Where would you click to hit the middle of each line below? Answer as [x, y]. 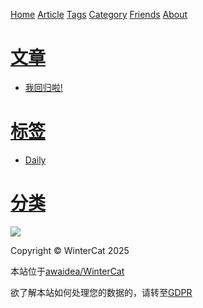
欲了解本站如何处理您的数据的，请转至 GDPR [101, 292]
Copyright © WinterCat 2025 [70, 250]
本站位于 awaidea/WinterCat [67, 271]
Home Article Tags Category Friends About [99, 14]
